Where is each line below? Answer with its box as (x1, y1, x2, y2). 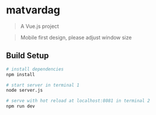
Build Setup (6, 51, 49, 61)
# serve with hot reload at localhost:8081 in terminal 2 (6, 98, 150, 104)
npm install (6, 71, 35, 77)
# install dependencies (6, 66, 64, 72)
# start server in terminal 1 (6, 82, 80, 88)
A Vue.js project (20, 23, 60, 30)
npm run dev (6, 103, 35, 109)
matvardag (6, 3, 60, 17)
